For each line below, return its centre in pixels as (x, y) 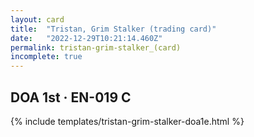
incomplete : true (46, 57)
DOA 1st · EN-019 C (71, 97)
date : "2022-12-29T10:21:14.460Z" (86, 38)
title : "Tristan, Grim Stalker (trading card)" (113, 29)
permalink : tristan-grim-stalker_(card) (96, 47)
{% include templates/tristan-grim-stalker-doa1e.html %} (127, 121)
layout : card (37, 19)
